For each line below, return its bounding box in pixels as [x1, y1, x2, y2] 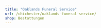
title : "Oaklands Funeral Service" [5, 7, 77, 12]
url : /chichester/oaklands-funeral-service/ [5, 11, 97, 16]
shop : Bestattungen [5, 16, 45, 20]
